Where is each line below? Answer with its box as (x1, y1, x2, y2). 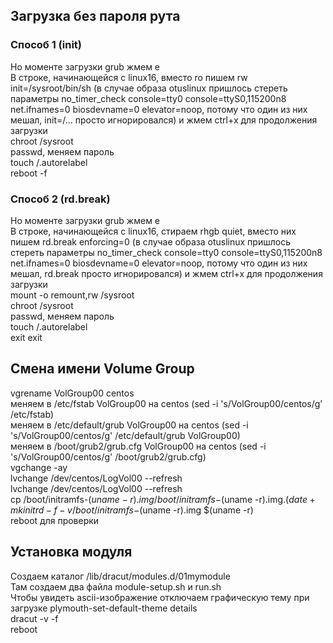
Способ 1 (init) (10, 38, 82, 52)
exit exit (10, 331, 43, 343)
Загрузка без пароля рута (10, 8, 181, 25)
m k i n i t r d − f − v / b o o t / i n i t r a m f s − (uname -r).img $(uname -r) (10, 504, 254, 516)
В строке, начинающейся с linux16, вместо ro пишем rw (10, 71, 248, 83)
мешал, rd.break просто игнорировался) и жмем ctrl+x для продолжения (10, 267, 323, 279)
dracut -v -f (10, 612, 59, 624)
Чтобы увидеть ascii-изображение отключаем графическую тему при (10, 591, 310, 603)
